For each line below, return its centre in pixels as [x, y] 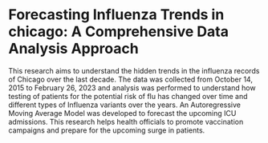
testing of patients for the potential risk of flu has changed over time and [128, 96]
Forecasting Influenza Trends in [116, 15]
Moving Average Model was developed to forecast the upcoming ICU [122, 113]
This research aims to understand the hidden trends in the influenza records [134, 70]
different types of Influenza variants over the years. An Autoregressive [125, 105]
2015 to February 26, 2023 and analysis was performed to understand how [132, 87]
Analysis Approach [73, 49]
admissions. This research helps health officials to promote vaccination [126, 121]
